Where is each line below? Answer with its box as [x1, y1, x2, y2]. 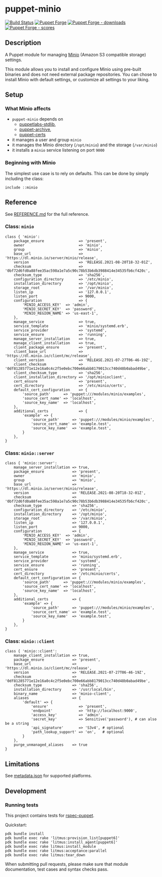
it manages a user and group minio [12, 137, 82, 143]
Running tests [5, 801, 39, 808]
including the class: [5, 175, 44, 181]
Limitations [5, 760, 40, 768]
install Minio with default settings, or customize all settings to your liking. [5, 76, 150, 82]
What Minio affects [5, 105, 51, 112]
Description [5, 39, 41, 47]
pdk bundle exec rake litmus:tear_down [5, 852, 86, 858]
